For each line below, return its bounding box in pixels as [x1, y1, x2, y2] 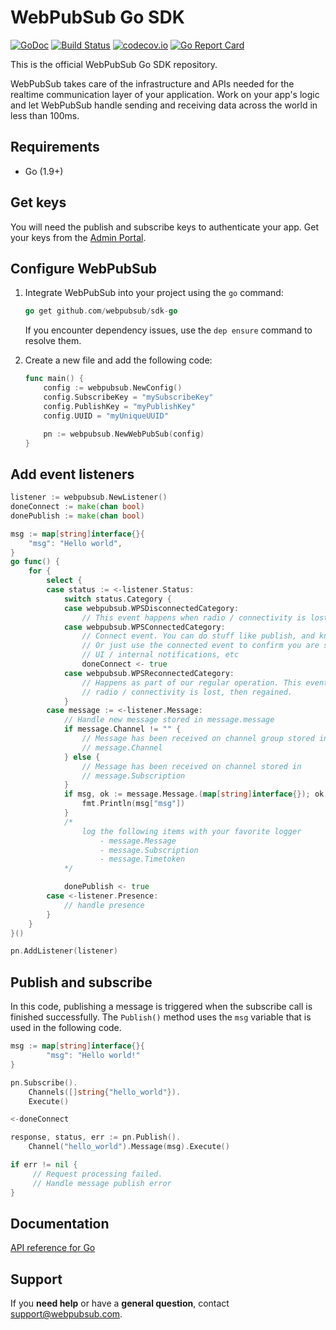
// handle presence [63, 900, 145, 910]
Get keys [10, 194, 67, 211]
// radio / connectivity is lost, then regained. [81, 687, 293, 697]
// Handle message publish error [32, 1178, 172, 1188]
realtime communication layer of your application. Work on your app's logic [10, 88, 320, 100]
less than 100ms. [10, 109, 80, 121]
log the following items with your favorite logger [81, 826, 302, 836]
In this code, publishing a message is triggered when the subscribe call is [10, 1001, 313, 1013]
